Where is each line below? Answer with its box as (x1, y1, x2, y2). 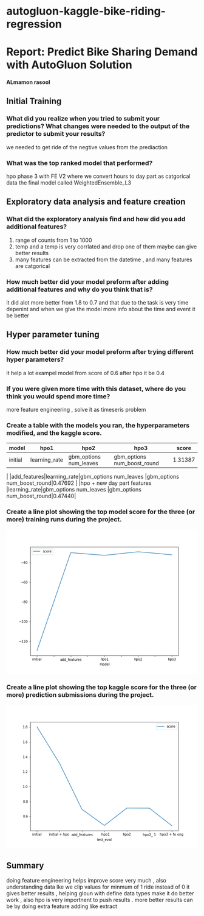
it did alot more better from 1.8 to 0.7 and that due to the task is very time (6, 298, 189, 306)
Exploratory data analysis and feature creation (6, 197, 186, 207)
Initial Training (6, 96, 62, 107)
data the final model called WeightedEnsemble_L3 (6, 178, 132, 186)
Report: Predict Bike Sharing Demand (6, 45, 198, 59)
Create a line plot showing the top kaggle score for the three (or (6, 683, 197, 691)
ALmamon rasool (6, 78, 50, 86)
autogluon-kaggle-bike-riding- (6, 4, 166, 18)
